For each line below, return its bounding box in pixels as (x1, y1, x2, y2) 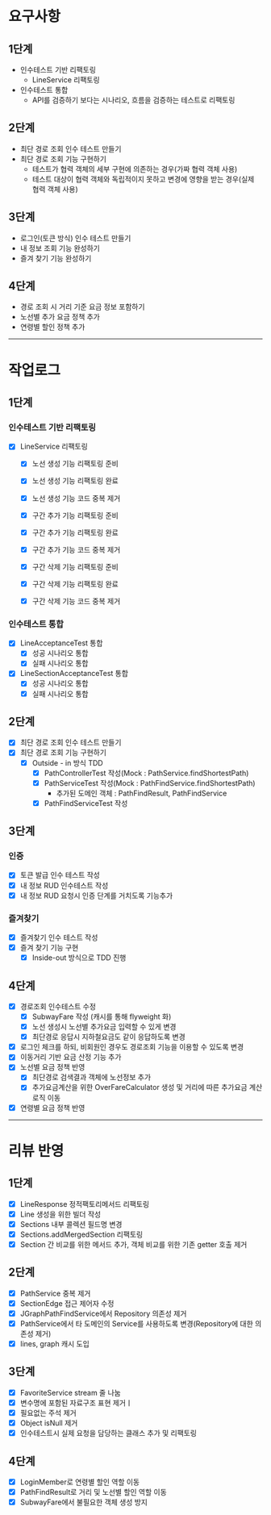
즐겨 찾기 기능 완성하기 (19, 253, 92, 263)
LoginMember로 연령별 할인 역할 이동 (19, 1477, 140, 1487)
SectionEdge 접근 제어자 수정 (19, 1298, 115, 1308)
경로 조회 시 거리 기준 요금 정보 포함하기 (19, 302, 145, 311)
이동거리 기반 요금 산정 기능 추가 (19, 1052, 122, 1062)
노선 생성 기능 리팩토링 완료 (31, 476, 119, 486)
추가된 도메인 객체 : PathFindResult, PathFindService (56, 788, 227, 798)
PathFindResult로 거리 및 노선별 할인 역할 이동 (19, 1488, 167, 1497)
